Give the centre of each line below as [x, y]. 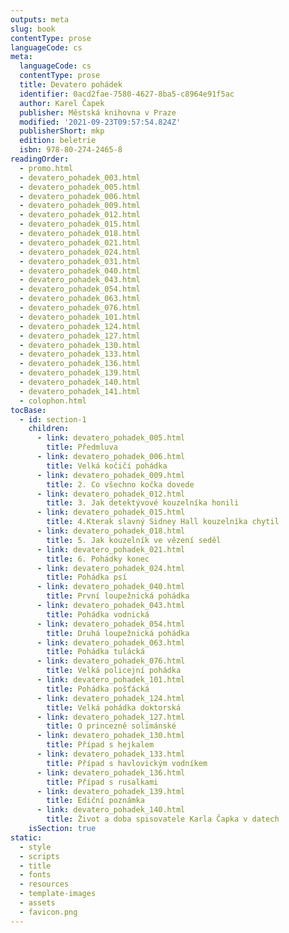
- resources [44, 884]
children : [49, 429]
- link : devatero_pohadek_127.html [111, 717]
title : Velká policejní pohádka [114, 671]
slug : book [33, 29]
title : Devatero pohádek [71, 85]
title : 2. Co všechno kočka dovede [120, 484]
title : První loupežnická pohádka [118, 596]
